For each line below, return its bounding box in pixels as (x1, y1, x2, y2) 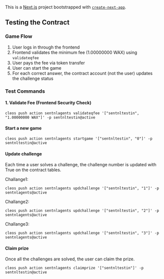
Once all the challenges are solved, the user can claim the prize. (5, 256, 135, 262)
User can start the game (12, 65, 61, 71)
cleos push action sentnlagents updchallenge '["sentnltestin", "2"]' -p (5, 208, 160, 213)
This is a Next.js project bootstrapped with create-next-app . (5, 4, 127, 10)
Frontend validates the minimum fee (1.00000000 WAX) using (12, 49, 137, 55)
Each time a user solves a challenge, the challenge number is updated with (5, 162, 157, 168)
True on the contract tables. (5, 167, 61, 173)
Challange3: (5, 221, 29, 227)
